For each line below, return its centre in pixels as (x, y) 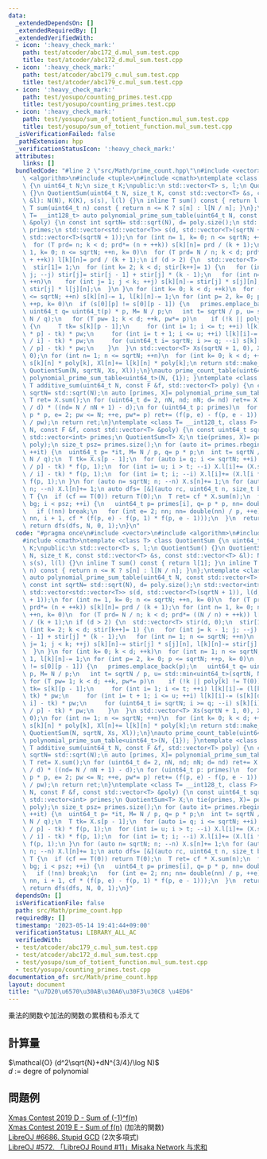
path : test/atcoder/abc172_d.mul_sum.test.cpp (101, 53)
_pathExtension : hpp (49, 141)
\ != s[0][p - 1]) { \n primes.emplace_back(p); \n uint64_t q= (135, 666)
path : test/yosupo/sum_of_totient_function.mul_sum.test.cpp (126, 119)
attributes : (35, 156)
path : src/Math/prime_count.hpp (69, 910)
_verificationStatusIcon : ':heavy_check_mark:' (96, 149)
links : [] (39, 164)
